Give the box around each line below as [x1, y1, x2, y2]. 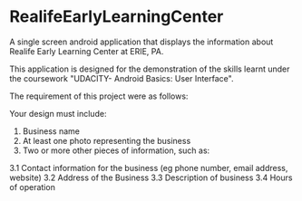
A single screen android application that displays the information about [9, 36, 274, 47]
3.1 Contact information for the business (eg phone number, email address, [9, 162, 288, 173]
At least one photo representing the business [22, 135, 191, 146]
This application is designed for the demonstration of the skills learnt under [9, 63, 290, 74]
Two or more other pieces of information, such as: [22, 145, 210, 156]
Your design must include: [9, 108, 107, 119]
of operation [9, 181, 56, 192]
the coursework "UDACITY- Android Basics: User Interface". [9, 72, 234, 83]
